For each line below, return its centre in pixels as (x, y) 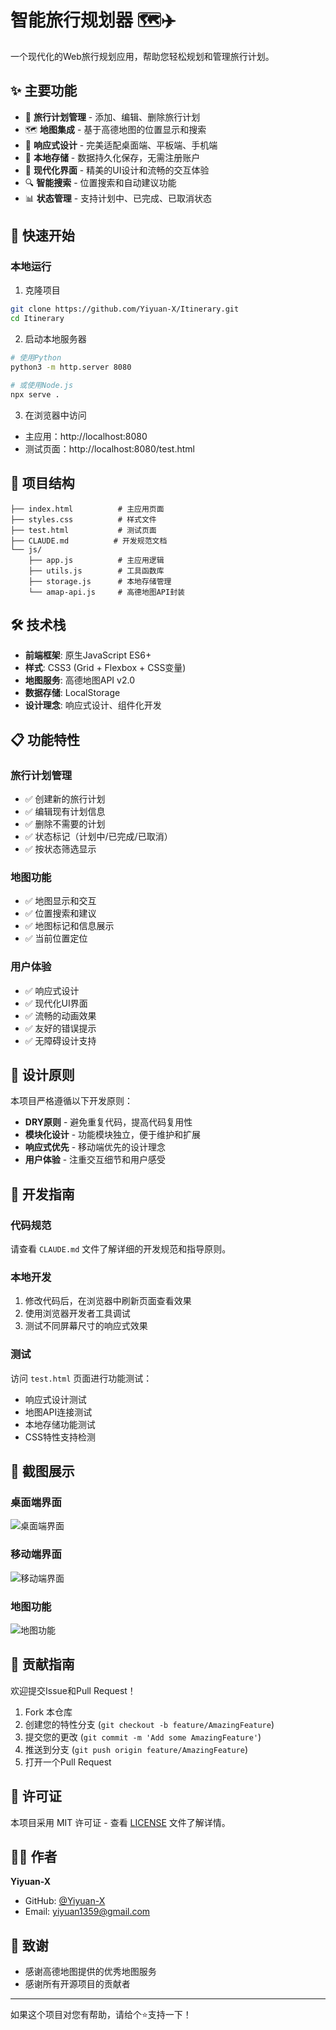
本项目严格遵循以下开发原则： (71, 1101)
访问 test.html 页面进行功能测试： (81, 1378)
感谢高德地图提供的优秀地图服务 (90, 1972)
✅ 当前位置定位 (56, 938)
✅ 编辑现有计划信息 (65, 811)
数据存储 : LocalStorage (72, 693)
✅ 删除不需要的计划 (65, 824)
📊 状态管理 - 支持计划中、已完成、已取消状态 (118, 198)
